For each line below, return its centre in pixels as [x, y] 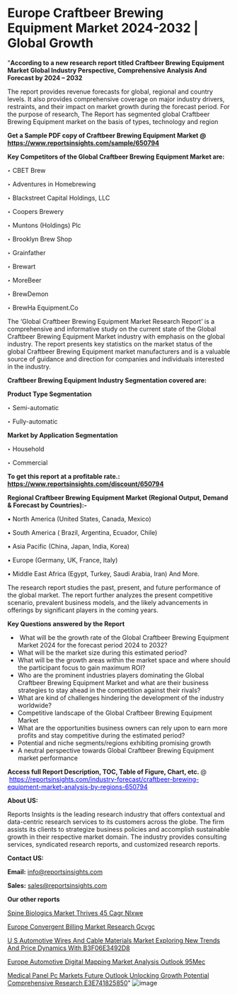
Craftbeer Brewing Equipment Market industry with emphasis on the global [116, 336]
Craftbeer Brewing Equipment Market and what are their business [113, 682]
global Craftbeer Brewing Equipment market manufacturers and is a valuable [119, 351]
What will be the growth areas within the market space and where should [124, 660]
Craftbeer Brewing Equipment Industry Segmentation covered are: [107, 380]
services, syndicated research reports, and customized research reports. [114, 844]
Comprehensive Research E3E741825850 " [69, 983]
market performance [47, 758]
